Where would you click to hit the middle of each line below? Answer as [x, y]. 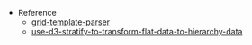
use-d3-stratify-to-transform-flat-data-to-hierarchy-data [137, 31]
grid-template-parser [71, 22]
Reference [37, 13]
